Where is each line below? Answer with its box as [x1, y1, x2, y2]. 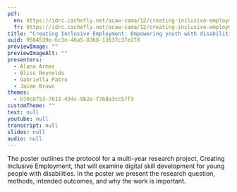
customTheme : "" [7, 102, 55, 109]
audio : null [7, 135, 42, 142]
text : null [7, 109, 39, 116]
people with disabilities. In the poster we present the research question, [7, 169, 215, 178]
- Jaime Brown [13, 83, 55, 90]
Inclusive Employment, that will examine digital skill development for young [7, 162, 225, 170]
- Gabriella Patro [13, 76, 68, 83]
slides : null [7, 128, 46, 136]
